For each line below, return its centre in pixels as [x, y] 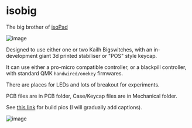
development [22, 56]
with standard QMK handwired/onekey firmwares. [65, 73]
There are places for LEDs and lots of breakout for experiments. [83, 84]
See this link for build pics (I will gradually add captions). [74, 107]
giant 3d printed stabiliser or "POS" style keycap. [98, 56]
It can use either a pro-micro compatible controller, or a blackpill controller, [96, 67]
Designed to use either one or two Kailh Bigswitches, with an [79, 49]
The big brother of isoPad [37, 27]
